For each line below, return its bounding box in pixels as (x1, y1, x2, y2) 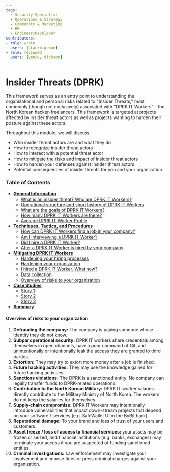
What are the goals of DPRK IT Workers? (20, 207, 105, 213)
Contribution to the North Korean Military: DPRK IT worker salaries (13, 385, 154, 391)
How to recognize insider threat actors (13, 145, 93, 151)
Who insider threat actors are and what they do (13, 140, 111, 146)
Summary (13, 303, 34, 309)
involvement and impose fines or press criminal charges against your (13, 455, 157, 461)
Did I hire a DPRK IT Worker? (20, 239, 80, 245)
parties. (13, 353, 29, 360)
